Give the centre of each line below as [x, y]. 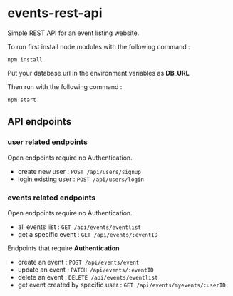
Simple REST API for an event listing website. [73, 33]
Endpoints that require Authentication [63, 248]
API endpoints [40, 122]
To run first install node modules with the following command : [99, 46]
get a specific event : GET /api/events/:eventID [88, 234]
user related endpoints [47, 142]
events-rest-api [55, 13]
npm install [25, 60]
